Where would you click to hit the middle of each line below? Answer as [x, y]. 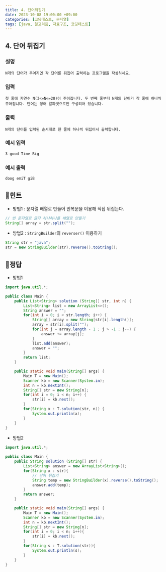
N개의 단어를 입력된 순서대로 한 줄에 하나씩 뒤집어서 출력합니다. [63, 129]
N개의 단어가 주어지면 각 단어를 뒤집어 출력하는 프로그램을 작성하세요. [68, 73]
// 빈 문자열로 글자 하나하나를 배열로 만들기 [45, 218]
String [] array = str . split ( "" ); [40, 223]
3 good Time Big [22, 154]
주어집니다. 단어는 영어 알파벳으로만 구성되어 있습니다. [55, 104]
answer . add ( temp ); [51, 485]
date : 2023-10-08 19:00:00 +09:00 [41, 15]
